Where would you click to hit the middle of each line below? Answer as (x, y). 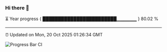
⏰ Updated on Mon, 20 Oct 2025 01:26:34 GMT (54, 35)
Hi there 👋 (17, 8)
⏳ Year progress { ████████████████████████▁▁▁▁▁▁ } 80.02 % (82, 19)
